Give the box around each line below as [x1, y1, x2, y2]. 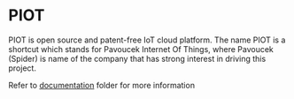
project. [8, 63, 37, 73]
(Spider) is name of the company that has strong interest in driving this [8, 53, 267, 64]
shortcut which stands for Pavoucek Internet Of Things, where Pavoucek [8, 43, 274, 54]
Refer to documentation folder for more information [8, 80, 196, 90]
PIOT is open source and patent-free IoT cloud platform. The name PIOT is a [8, 34, 286, 45]
